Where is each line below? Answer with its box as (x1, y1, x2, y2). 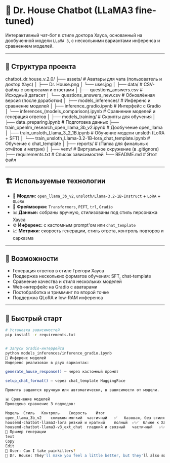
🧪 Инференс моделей (5, 355, 47, 361)
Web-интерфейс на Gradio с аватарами (12, 284, 98, 290)
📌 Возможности (5, 254, 58, 263)
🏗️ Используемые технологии (5, 177, 106, 186)
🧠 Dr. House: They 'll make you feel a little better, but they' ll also (5, 453, 159, 458)
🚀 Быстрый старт (5, 314, 62, 323)
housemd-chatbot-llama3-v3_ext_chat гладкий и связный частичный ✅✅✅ (5, 424, 169, 430)
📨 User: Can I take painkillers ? (5, 448, 76, 453)
